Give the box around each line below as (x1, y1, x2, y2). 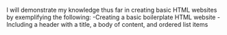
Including (6, 21, 33, 28)
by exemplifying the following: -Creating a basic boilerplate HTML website (6, 13, 216, 21)
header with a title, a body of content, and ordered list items (39, 21, 208, 28)
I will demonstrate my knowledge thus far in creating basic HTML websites (6, 6, 217, 14)
